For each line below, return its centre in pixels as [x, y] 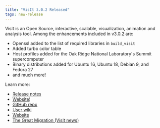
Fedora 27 [23, 69]
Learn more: [18, 84]
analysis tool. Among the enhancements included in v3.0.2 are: [69, 34]
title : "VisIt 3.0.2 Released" [37, 10]
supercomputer [28, 59]
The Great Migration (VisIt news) [46, 120]
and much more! [29, 75]
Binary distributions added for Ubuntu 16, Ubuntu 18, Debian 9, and [80, 64]
